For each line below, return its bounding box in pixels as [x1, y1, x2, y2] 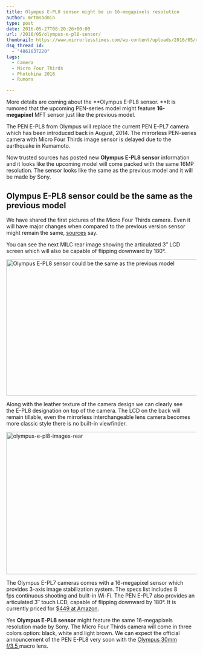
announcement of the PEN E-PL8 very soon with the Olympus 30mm [6, 636, 177, 643]
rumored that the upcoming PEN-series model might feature [6, 105, 156, 112]
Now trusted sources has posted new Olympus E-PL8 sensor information [6, 154, 190, 161]
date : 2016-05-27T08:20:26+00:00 [6, 25, 91, 32]
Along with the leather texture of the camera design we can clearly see [6, 400, 183, 407]
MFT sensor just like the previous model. [34, 111, 136, 119]
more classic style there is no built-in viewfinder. [6, 420, 127, 427]
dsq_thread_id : [6, 43, 45, 49]
